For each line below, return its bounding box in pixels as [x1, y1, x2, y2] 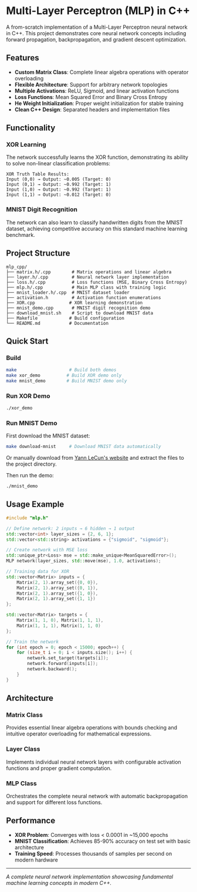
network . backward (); [27, 666, 77, 672]
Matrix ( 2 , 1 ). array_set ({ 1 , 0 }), [16, 591, 98, 596]
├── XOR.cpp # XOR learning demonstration [6, 300, 143, 306]
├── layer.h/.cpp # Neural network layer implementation [6, 274, 169, 280]
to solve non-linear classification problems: [6, 160, 110, 167]
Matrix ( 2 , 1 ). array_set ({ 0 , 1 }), [16, 585, 98, 591]
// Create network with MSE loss [6, 547, 88, 553]
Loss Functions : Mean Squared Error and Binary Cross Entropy [14, 93, 168, 100]
